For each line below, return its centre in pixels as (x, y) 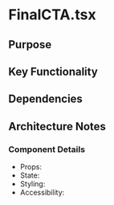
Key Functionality (53, 71)
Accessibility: (42, 193)
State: (30, 175)
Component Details (47, 149)
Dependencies (45, 99)
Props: (31, 167)
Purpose (30, 45)
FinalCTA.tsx (52, 15)
